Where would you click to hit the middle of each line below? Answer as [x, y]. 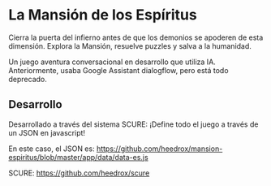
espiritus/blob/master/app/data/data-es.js [78, 157]
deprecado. [28, 79]
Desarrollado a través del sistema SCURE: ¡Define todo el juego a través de [133, 124]
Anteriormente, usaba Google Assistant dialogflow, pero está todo [118, 70]
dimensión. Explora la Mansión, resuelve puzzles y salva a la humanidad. [130, 45]
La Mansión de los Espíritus [103, 15]
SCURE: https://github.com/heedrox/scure [79, 173]
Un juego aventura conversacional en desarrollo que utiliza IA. [112, 62]
